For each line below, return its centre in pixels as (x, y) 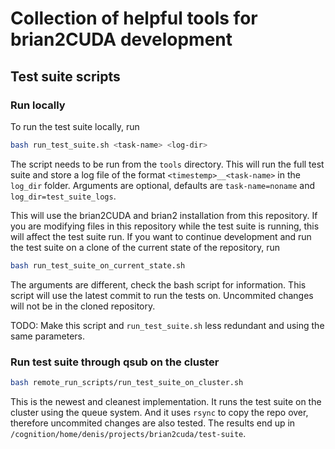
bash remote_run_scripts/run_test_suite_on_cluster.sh (127, 382)
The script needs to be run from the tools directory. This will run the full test (167, 164)
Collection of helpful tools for (134, 18)
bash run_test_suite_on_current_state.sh (98, 265)
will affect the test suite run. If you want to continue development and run (161, 236)
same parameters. (48, 336)
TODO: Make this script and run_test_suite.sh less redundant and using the (167, 325)
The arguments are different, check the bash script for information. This (158, 284)
